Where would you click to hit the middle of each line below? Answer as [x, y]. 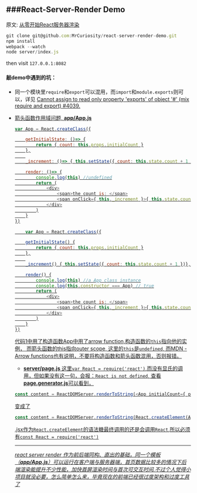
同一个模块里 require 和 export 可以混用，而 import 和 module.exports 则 [96, 92]
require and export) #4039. [47, 106]
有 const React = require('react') [57, 437]
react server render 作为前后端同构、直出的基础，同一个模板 [88, 455]
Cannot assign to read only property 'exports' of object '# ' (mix [113, 99]
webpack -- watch [26, 46]
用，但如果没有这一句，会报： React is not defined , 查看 [92, 376]
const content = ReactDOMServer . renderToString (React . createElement [100, 417]
